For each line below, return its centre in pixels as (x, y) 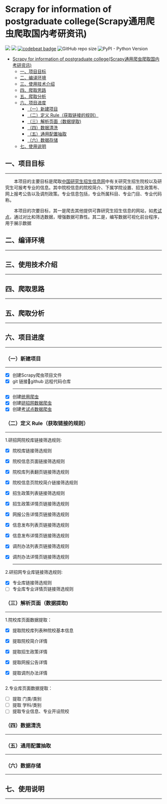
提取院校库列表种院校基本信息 (43, 630)
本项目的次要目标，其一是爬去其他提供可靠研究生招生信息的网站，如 (83, 210)
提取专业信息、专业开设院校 (41, 711)
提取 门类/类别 (27, 699)
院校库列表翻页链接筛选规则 (41, 472)
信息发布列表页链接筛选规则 (41, 525)
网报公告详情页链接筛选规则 (41, 514)
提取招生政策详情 (30, 651)
